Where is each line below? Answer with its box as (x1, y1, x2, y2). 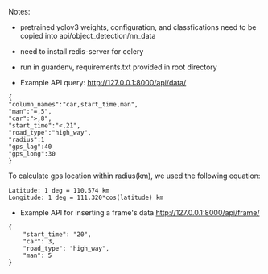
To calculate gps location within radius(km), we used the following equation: (8, 171, 261, 181)
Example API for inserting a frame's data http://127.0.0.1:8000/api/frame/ (19, 208, 260, 217)
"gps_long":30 (8, 150, 56, 158)
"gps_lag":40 (8, 143, 52, 151)
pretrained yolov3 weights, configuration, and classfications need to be (19, 23, 257, 31)
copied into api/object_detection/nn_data (19, 31, 156, 40)
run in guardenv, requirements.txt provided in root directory (19, 62, 217, 72)
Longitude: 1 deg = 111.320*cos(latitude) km (8, 193, 163, 201)
